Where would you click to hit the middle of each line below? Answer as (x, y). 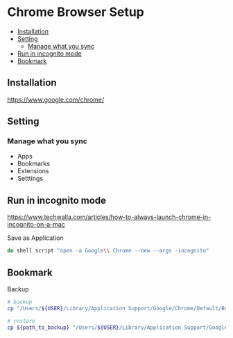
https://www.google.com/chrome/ (56, 99)
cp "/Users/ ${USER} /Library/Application (67, 308)
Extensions (33, 171)
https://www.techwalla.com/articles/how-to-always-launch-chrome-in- (109, 217)
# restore (21, 321)
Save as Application (35, 238)
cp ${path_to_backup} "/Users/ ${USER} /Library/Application (94, 328)
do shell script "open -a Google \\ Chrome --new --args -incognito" (108, 251)
